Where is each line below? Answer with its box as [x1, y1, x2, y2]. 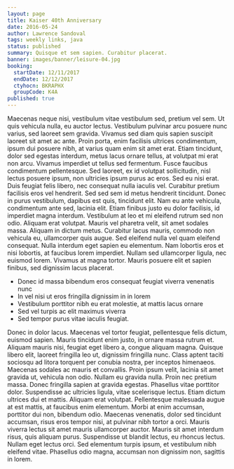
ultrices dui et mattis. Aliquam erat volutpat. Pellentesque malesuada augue [7, 395, 226, 404]
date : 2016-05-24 [7, 23, 58, 30]
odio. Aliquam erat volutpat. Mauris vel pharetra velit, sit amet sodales [7, 219, 209, 227]
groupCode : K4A [13, 88, 58, 95]
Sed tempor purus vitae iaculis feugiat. [17, 315, 130, 323]
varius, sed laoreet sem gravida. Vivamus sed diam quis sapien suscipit [7, 129, 214, 138]
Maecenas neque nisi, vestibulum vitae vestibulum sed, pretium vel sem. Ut [7, 114, 225, 123]
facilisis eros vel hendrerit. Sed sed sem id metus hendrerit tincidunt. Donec [7, 189, 226, 197]
